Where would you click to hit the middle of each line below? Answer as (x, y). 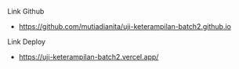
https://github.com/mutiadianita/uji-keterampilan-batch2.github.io (125, 26)
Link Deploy (27, 42)
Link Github (26, 11)
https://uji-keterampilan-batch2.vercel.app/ (89, 57)
